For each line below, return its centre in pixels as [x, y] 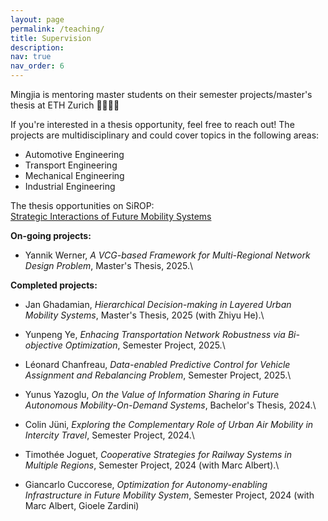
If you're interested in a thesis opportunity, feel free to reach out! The [152, 124]
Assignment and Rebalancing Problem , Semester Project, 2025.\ [158, 375]
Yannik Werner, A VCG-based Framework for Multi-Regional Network [167, 255]
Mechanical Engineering [74, 175]
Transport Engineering [71, 165]
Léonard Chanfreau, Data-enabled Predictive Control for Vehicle [157, 364]
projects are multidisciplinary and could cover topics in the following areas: [165, 135]
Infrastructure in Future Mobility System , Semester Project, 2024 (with [169, 495]
